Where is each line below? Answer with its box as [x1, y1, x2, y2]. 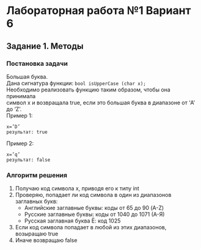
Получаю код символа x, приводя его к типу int [15, 185, 139, 192]
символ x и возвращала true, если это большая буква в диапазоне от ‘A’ [6, 99, 196, 106]
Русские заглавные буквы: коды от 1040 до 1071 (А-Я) [24, 211, 165, 218]
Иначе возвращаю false [15, 237, 78, 244]
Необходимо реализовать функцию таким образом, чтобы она [6, 86, 171, 93]
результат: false [6, 157, 51, 163]
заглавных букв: [15, 198, 58, 205]
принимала [6, 92, 36, 99]
